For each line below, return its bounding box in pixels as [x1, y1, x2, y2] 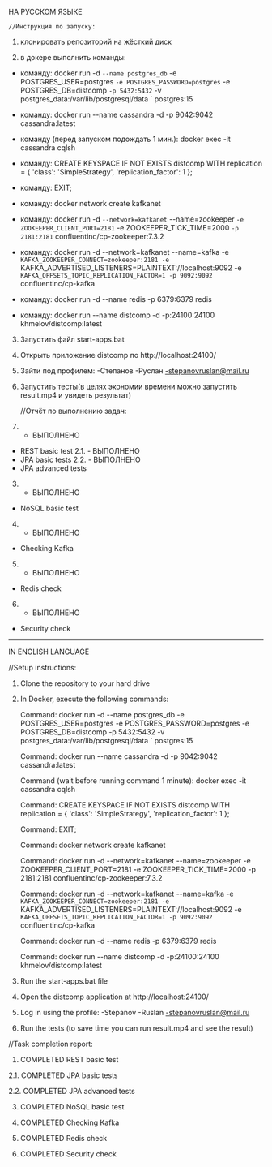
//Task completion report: [8, 1039, 93, 1049]
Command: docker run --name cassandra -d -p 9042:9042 [19, 751, 219, 761]
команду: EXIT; [19, 183, 73, 192]
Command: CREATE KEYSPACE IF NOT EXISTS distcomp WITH [19, 800, 231, 810]
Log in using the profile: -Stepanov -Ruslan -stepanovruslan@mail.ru [19, 1008, 250, 1017]
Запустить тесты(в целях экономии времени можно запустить [19, 381, 237, 391]
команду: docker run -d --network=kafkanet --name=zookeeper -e [19, 214, 244, 224]
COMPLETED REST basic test [19, 1055, 119, 1064]
